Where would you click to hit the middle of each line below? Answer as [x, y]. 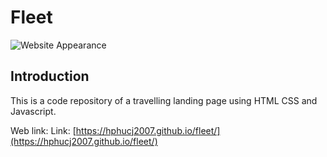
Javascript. [33, 111]
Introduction [50, 76]
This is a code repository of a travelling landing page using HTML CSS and [164, 100]
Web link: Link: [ [43, 130]
